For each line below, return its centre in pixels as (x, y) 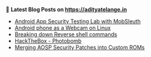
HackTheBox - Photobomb (48, 41)
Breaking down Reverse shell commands (66, 34)
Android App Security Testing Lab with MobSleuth (78, 21)
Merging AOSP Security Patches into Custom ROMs (79, 47)
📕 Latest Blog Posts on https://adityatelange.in (66, 9)
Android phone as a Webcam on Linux (63, 28)
